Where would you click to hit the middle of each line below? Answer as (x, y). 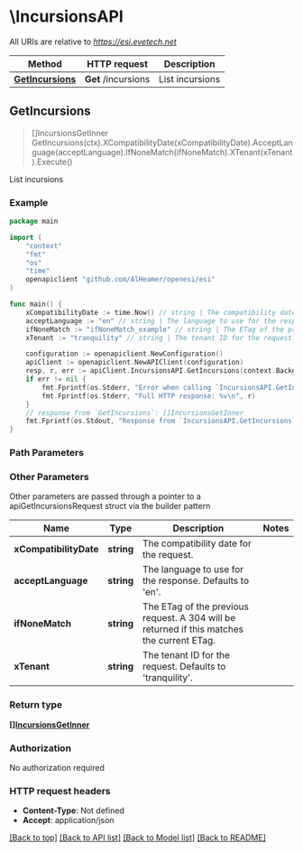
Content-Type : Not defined (73, 810)
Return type (36, 705)
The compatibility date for (197, 543)
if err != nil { (56, 380)
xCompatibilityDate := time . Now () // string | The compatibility (151, 312)
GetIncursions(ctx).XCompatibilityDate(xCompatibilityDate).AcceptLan (162, 143)
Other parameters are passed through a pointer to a (105, 496)
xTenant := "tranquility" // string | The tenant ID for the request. (161, 338)
